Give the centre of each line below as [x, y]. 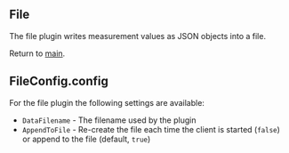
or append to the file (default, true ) [86, 139]
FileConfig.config [59, 81]
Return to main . [37, 53]
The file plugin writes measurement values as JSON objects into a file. [138, 36]
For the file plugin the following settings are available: [107, 102]
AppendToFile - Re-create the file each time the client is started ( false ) [151, 129]
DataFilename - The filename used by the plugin [109, 120]
